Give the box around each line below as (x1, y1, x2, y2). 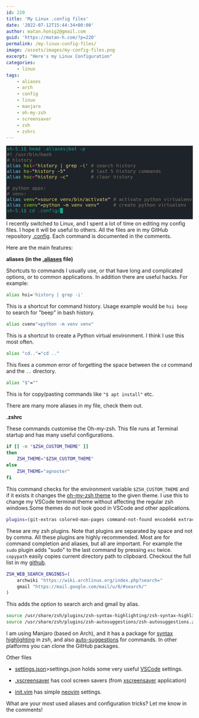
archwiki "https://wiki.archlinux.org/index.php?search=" (17, 577, 163, 583)
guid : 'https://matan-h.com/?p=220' (6, 34, 97, 41)
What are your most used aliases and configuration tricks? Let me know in (6, 700, 187, 707)
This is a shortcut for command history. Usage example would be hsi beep (6, 303, 188, 310)
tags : (6, 72, 20, 78)
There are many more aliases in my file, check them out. (6, 402, 143, 409)
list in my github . (6, 558, 46, 566)
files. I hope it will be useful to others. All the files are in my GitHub (6, 226, 169, 234)
